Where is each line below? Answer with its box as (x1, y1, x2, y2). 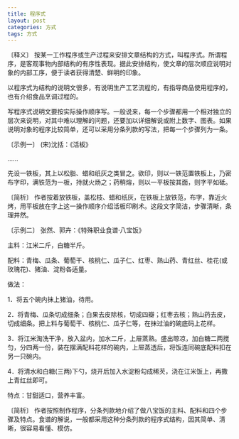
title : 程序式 (7, 10, 46, 18)
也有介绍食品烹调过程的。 (7, 92, 83, 101)
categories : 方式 (7, 23, 57, 31)
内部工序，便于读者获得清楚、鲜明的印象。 (19, 68, 144, 77)
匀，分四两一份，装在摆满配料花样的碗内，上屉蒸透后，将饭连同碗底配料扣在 (7, 343, 232, 352)
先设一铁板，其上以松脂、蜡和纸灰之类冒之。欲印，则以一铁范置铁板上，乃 (7, 169, 225, 178)
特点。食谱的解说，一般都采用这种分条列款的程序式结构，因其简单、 (19, 415, 219, 423)
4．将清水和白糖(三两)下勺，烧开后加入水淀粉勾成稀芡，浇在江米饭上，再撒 (7, 367, 228, 376)
